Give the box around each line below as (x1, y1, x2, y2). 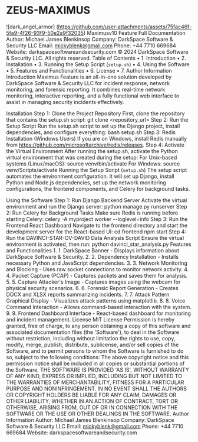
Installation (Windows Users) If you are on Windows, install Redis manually (6, 135, 187, 142)
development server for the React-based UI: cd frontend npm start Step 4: (6, 228, 187, 235)
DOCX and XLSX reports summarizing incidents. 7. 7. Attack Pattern (6, 291, 170, 298)
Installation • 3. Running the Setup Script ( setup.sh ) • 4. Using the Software (6, 60, 190, 68)
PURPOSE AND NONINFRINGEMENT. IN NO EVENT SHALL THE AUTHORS (6, 385, 187, 392)
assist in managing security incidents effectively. (6, 98, 124, 105)
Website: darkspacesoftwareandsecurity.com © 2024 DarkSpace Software (6, 48, 189, 55)
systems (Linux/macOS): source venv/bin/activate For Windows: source (6, 160, 180, 167)
